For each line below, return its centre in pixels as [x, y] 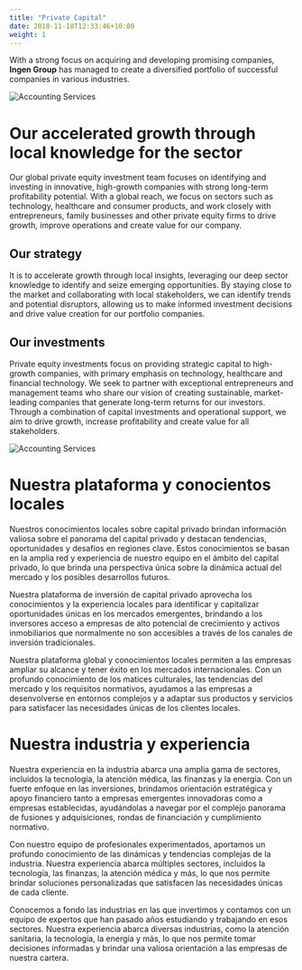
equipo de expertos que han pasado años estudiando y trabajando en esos [149, 919]
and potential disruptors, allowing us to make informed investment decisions [151, 304]
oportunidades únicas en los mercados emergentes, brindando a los [136, 614]
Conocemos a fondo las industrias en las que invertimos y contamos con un [150, 910]
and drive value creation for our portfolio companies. [107, 314]
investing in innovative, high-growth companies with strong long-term [139, 187]
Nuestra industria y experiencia [130, 744]
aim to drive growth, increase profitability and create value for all [129, 421]
